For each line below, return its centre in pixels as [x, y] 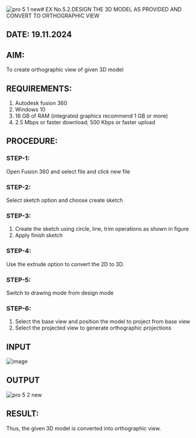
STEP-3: [19, 216]
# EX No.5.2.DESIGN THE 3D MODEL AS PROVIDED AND [111, 9]
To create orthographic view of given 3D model [65, 70]
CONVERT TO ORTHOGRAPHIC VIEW [53, 16]
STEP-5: [19, 280]
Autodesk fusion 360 [41, 103]
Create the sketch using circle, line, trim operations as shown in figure [102, 229]
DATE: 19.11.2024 [39, 35]
